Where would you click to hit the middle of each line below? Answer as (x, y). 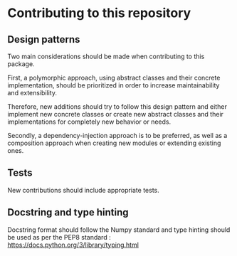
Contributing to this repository (99, 13)
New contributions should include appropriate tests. (84, 190)
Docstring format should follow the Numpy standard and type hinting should (119, 230)
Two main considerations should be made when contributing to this (106, 56)
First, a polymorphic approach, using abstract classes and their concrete (114, 78)
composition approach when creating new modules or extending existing (114, 143)
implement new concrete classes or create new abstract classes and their (116, 114)
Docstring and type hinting (68, 212)
